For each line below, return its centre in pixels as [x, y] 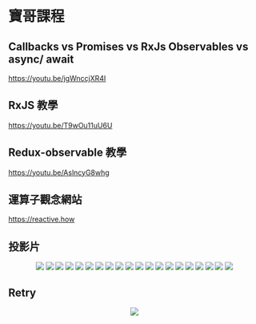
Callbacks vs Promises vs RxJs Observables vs [128, 46]
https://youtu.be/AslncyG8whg [59, 172]
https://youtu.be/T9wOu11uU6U [60, 125]
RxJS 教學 [33, 105]
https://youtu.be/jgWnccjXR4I [57, 78]
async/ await [41, 59]
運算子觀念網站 [45, 200]
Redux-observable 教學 [68, 153]
